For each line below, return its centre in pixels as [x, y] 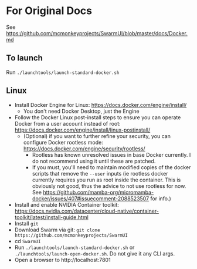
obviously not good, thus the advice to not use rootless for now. [109, 186]
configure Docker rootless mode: [63, 142]
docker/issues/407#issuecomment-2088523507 [91, 199]
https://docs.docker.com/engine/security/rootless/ [84, 149]
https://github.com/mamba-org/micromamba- [98, 192]
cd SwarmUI [28, 241]
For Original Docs [49, 11]
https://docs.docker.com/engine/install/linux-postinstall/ [82, 130]
